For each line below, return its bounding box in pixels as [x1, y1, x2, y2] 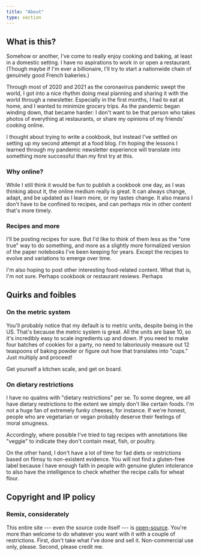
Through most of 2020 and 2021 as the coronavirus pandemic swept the [6, 84, 185, 91]
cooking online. [6, 121, 44, 129]
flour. [6, 474, 19, 481]
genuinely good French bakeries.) [6, 72, 90, 79]
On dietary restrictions [6, 380, 74, 388]
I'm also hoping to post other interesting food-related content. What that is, [6, 266, 192, 273]
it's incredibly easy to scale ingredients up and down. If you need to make [6, 334, 189, 341]
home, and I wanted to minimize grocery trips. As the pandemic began [6, 103, 180, 110]
